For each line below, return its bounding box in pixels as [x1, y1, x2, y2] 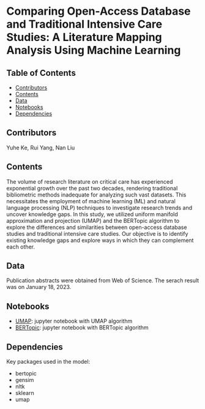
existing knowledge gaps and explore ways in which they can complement [6, 236, 194, 244]
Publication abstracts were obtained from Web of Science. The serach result [6, 277, 199, 284]
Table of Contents [6, 67, 76, 78]
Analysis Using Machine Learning [6, 43, 181, 58]
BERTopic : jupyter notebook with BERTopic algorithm [15, 324, 149, 331]
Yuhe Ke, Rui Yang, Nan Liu [6, 144, 75, 151]
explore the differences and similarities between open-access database [6, 223, 187, 231]
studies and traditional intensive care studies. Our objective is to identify [6, 230, 188, 237]
